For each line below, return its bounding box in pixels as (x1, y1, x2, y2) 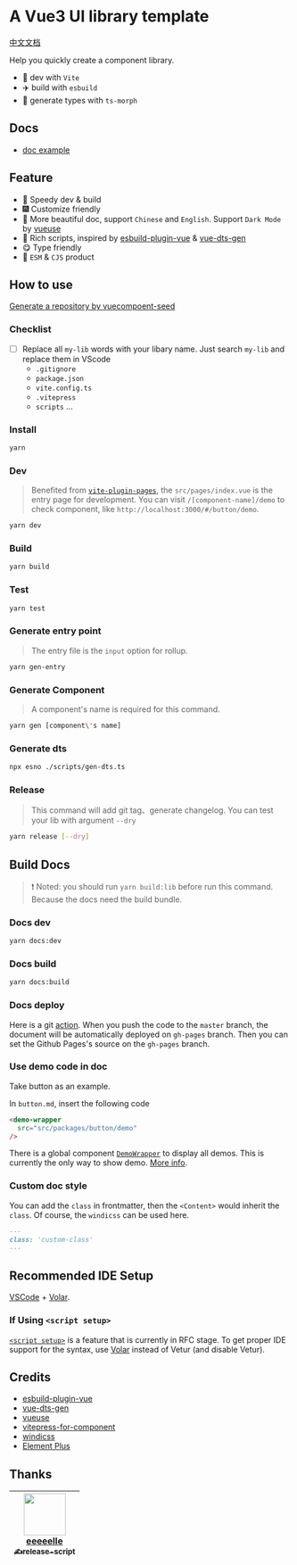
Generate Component (9, 683, 105, 696)
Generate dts (9, 742, 67, 755)
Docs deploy (9, 999, 65, 1012)
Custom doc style (9, 1180, 87, 1192)
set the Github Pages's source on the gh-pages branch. (9, 1038, 210, 1049)
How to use (9, 277, 73, 292)
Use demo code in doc (9, 1060, 108, 1072)
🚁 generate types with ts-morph (21, 95, 138, 105)
